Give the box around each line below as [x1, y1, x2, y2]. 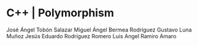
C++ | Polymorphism [6, 6, 115, 20]
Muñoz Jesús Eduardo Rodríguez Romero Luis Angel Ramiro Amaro [6, 32, 177, 39]
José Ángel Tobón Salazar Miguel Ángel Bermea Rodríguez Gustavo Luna [6, 26, 192, 33]
